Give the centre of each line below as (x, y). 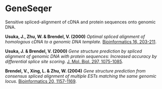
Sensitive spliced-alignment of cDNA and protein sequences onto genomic (80, 22)
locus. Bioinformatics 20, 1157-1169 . (41, 81)
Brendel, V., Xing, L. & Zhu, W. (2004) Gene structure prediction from (75, 71)
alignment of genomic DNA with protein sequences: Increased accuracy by (81, 56)
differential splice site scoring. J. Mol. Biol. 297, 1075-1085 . (64, 61)
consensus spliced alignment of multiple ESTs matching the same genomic (81, 76)
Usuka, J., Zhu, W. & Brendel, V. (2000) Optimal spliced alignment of (75, 36)
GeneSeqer (29, 9)
